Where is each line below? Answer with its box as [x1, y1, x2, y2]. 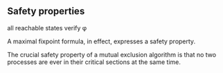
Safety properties [7, 6, 85, 17]
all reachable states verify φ [7, 23, 87, 32]
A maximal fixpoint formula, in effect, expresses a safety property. [7, 37, 196, 45]
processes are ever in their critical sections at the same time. [7, 58, 181, 66]
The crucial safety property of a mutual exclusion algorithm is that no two [7, 50, 217, 59]
